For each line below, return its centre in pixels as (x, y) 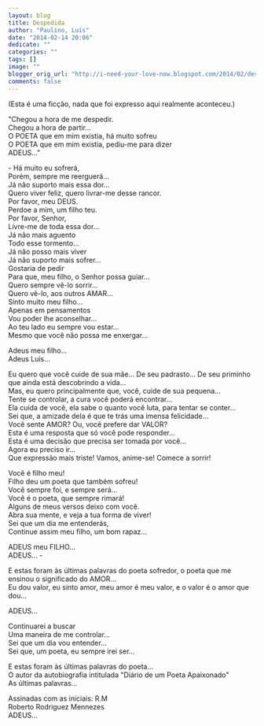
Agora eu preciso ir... (42, 449)
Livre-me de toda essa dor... (54, 226)
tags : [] (22, 60)
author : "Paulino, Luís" (49, 30)
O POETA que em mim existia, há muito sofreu (82, 135)
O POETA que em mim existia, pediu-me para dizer (90, 144)
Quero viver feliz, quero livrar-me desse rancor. (85, 193)
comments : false (35, 81)
